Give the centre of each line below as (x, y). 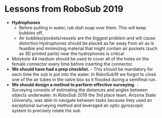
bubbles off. (31, 33)
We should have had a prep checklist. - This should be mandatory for (82, 69)
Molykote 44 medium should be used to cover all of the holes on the (80, 59)
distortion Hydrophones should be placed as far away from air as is (86, 43)
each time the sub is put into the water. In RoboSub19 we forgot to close (84, 74)
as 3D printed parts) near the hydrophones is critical (71, 53)
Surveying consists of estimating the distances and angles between (80, 90)
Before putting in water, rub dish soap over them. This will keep (82, 27)
